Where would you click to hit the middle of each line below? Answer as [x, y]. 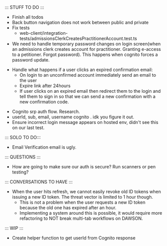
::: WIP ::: [14, 228]
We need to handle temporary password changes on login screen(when [86, 44]
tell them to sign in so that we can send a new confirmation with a [88, 96]
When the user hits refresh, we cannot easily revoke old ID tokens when [87, 192]
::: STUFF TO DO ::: [24, 7]
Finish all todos [28, 17]
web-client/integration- [44, 33]
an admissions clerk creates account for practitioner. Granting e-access [87, 49]
